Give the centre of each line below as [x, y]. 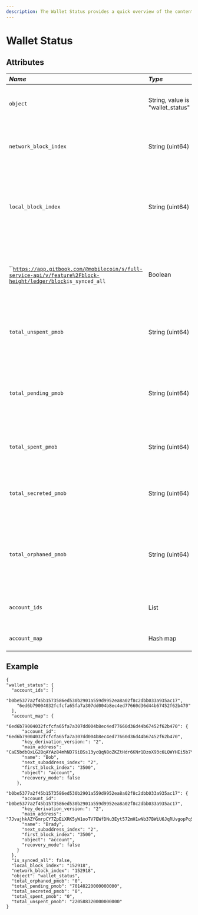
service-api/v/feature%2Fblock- [55, 275]
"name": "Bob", [40, 758]
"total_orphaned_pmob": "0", [47, 881]
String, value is [169, 100]
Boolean [160, 275]
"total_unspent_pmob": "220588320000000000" [67, 902]
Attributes [25, 62]
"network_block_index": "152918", [54, 871]
